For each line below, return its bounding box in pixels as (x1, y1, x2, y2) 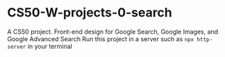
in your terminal (27, 42, 73, 50)
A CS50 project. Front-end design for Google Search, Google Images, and (7, 27, 219, 36)
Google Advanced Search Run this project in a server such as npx (7, 34, 194, 43)
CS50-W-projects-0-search (7, 5, 172, 21)
